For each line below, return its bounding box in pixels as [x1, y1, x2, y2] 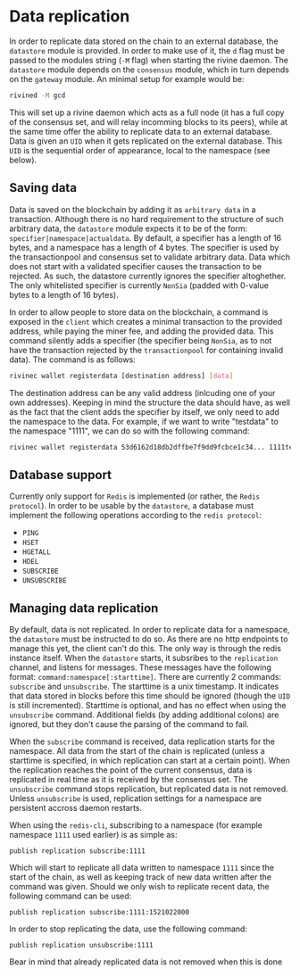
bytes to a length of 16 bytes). [9, 289, 119, 300]
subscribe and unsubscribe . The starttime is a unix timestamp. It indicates [9, 681, 279, 691]
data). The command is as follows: [9, 354, 136, 365]
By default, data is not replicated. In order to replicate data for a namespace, [9, 624, 290, 634]
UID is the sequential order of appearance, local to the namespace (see [9, 145, 271, 155]
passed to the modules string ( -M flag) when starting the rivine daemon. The [9, 54, 288, 65]
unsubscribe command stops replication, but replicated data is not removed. [9, 783, 288, 794]
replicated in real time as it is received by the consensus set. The [9, 774, 248, 784]
